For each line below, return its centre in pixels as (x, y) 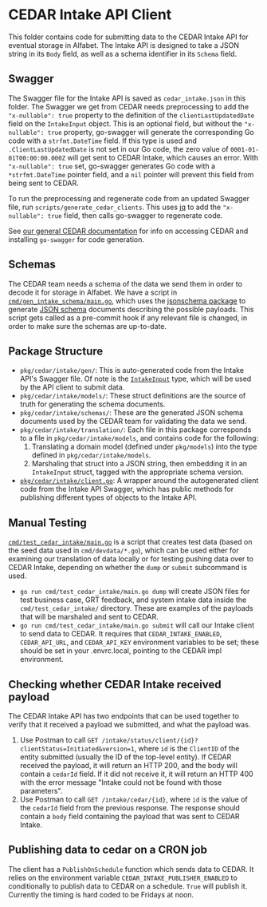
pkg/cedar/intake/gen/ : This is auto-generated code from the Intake (132, 370)
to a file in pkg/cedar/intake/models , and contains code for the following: (139, 438)
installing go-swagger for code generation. (77, 239)
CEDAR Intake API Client (90, 15)
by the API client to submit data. (72, 387)
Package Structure (56, 351)
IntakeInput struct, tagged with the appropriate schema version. (137, 472)
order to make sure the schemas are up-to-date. (88, 326)
